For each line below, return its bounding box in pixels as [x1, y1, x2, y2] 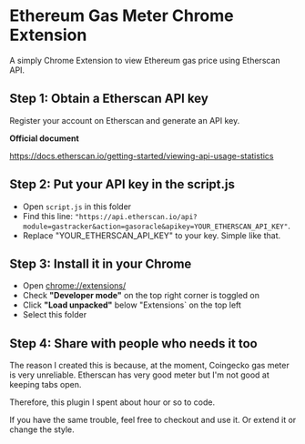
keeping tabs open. [9, 379, 82, 390]
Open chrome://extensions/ [22, 280, 127, 291]
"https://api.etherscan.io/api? [75, 212, 198, 221]
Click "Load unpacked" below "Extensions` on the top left [22, 299, 241, 310]
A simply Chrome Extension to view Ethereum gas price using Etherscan [9, 55, 280, 66]
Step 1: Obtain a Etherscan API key [9, 91, 209, 106]
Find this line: [22, 210, 74, 221]
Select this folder [22, 309, 87, 320]
